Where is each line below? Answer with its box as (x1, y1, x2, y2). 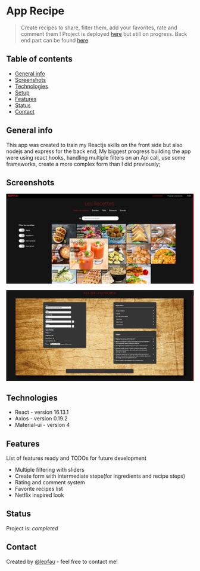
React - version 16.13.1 (14, 408, 69, 416)
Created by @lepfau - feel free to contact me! (6, 558, 118, 565)
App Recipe (6, 4, 64, 18)
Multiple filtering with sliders (14, 466, 85, 474)
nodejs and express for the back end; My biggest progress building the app (6, 148, 192, 155)
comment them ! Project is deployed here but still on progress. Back (20, 30, 187, 37)
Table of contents (6, 54, 73, 64)
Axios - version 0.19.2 (14, 415, 68, 422)
